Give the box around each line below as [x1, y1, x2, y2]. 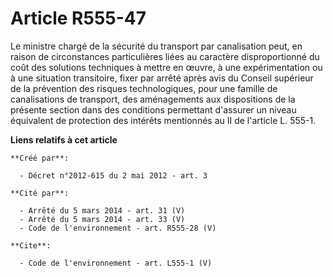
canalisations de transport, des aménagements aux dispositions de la [10, 93, 296, 105]
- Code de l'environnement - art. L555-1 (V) [19, 258, 213, 268]
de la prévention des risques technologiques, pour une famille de [10, 82, 278, 94]
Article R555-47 [10, 7, 147, 30]
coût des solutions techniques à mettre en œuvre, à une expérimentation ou [10, 61, 323, 73]
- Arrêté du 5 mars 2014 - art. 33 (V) [19, 214, 186, 224]
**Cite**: [10, 240, 52, 251]
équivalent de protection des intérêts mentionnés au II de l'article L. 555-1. [10, 114, 317, 126]
